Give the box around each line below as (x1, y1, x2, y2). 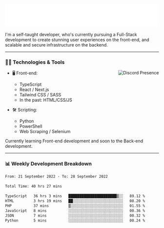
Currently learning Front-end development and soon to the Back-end (5, 138, 143, 144)
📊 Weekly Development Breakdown (5, 160, 92, 167)
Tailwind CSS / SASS (19, 92, 61, 98)
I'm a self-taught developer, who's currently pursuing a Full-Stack (5, 32, 138, 37)
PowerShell (19, 123, 42, 129)
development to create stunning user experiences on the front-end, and (5, 37, 150, 43)
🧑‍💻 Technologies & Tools (5, 59, 65, 66)
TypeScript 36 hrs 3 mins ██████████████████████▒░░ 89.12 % (5, 193, 145, 199)
